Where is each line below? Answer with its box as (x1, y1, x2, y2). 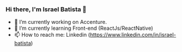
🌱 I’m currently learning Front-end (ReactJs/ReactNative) (14, 25, 154, 32)
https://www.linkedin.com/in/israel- (90, 32, 176, 39)
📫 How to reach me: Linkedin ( (14, 32, 90, 39)
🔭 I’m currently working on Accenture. (14, 19, 107, 26)
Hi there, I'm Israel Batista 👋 (5, 5, 87, 13)
